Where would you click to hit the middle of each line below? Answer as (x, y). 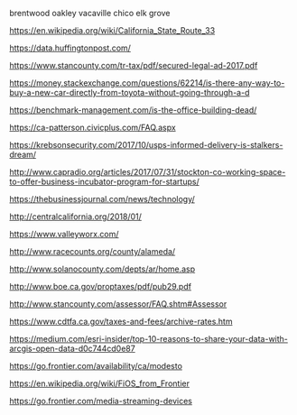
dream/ (23, 154)
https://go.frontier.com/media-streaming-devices (101, 401)
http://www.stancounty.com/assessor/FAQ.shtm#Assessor (118, 304)
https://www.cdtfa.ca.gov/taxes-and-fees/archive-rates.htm (121, 321)
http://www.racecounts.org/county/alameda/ (93, 251)
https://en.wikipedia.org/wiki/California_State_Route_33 (112, 30)
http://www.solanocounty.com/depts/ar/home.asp (102, 269)
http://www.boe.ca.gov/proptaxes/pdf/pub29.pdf (101, 286)
